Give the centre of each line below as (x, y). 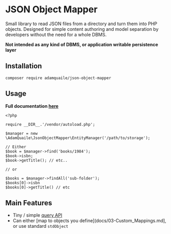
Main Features (29, 203)
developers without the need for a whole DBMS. (56, 34)
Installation (24, 66)
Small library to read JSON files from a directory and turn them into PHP (81, 24)
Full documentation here (32, 106)
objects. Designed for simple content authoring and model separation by (82, 29)
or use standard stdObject (40, 226)
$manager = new (22, 133)
